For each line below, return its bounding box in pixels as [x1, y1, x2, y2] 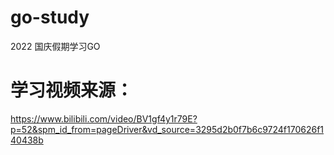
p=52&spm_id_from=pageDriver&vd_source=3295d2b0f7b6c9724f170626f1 [10, 123, 325, 135]
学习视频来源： [10, 79, 134, 102]
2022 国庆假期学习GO [10, 40, 101, 52]
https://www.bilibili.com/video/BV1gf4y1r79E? [10, 112, 198, 125]
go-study [10, 6, 90, 29]
